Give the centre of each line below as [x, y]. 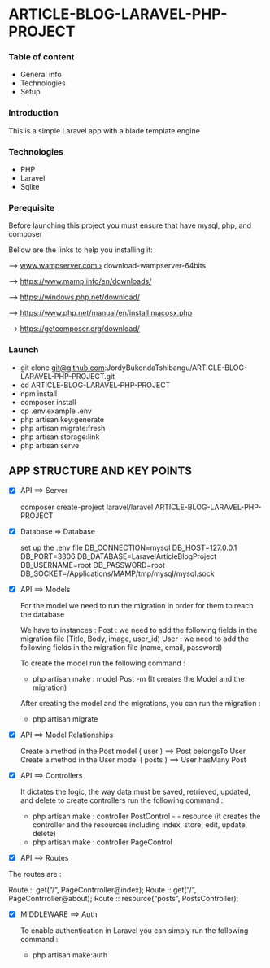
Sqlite [30, 187]
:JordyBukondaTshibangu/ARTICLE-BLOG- [176, 368]
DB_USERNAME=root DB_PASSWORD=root [92, 565]
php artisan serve [50, 445]
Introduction [33, 113]
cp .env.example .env [56, 411]
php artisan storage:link [60, 437]
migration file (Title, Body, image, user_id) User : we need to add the [135, 639]
